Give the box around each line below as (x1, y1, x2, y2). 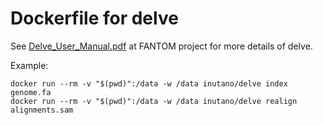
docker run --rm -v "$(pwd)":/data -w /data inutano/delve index (10, 78, 288, 89)
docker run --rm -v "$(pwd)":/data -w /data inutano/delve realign (10, 96, 298, 106)
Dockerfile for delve (10, 7, 179, 30)
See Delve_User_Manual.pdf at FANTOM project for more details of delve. (10, 40, 313, 52)
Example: (10, 59, 49, 71)
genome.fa (10, 87, 52, 97)
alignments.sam (10, 105, 74, 115)
